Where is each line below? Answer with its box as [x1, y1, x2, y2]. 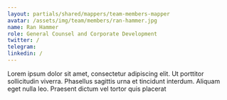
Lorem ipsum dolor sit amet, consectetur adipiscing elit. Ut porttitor [7, 69, 204, 78]
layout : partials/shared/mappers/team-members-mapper [7, 10, 171, 18]
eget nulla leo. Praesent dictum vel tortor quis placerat [7, 84, 167, 93]
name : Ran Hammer [7, 23, 59, 30]
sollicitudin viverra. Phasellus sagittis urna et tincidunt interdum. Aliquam [7, 77, 221, 85]
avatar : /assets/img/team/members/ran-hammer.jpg [7, 17, 158, 24]
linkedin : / [7, 50, 43, 57]
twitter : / [7, 37, 40, 44]
